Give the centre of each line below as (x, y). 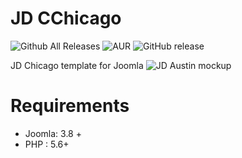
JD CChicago (66, 18)
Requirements (70, 106)
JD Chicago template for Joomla (77, 65)
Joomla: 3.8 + (53, 133)
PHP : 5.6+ (47, 144)
